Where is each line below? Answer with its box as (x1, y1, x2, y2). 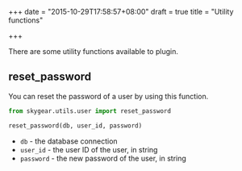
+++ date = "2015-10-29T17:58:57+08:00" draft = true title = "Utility (8, 7, 234, 16)
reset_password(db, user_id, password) (8, 121, 143, 130)
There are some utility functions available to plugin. (8, 47, 179, 56)
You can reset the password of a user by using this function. (8, 91, 209, 101)
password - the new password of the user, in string (19, 153, 187, 163)
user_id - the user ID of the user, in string (19, 144, 158, 154)
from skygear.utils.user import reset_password (8, 106, 172, 115)
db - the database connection (19, 136, 119, 146)
